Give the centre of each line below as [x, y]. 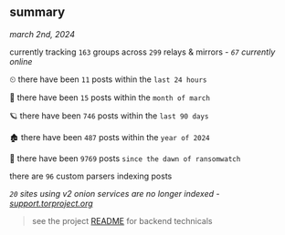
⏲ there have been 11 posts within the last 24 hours [108, 79]
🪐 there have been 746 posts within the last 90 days [109, 116]
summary [37, 12]
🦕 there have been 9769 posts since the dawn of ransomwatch [125, 158]
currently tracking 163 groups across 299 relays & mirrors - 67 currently [142, 52]
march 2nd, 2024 [42, 34]
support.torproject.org [51, 203]
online [21, 61]
